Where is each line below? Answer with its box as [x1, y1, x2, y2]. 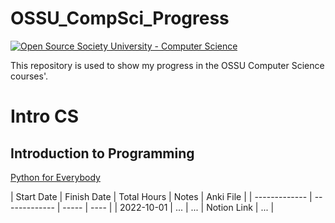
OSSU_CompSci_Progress [10, 7, 230, 30]
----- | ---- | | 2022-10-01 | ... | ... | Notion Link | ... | [62, 201, 275, 213]
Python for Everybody [10, 171, 101, 183]
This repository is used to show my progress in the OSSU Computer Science [10, 59, 325, 71]
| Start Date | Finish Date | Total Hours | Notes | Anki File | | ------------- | [10, 190, 313, 202]
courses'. [10, 70, 48, 82]
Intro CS [10, 105, 80, 128]
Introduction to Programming [10, 145, 195, 162]
